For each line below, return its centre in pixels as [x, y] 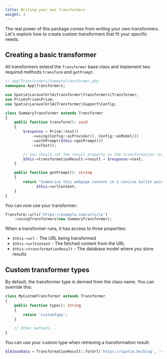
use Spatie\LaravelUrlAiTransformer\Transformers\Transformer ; [72, 95]
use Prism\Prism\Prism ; [30, 99]
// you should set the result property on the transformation [89, 154]
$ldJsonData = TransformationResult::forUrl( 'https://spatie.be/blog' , [81, 352]
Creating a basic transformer [51, 55]
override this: [19, 287]
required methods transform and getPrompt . [50, 72]
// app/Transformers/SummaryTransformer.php [52, 81]
